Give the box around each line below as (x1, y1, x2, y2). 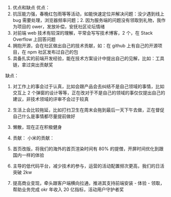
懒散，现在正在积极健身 (12, 124, 62, 130)
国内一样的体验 (12, 152, 44, 158)
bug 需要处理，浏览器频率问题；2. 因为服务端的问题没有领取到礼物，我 (12, 17, 161, 23)
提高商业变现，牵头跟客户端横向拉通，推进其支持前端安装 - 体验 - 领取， (12, 180, 165, 186)
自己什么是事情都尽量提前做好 (12, 114, 75, 119)
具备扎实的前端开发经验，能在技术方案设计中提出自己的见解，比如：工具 (12, 55, 164, 61)
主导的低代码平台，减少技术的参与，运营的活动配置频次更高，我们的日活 (12, 163, 164, 169)
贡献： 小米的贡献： (12, 135, 54, 141)
